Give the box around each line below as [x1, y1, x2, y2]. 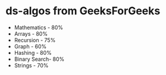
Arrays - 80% [14, 30, 48, 37]
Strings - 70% [14, 61, 49, 69]
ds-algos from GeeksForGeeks [5, 4, 161, 18]
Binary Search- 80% [14, 55, 65, 62]
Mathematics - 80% [14, 24, 64, 31]
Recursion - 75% [14, 36, 56, 43]
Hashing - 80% [14, 49, 52, 56]
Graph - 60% [14, 43, 47, 50]
